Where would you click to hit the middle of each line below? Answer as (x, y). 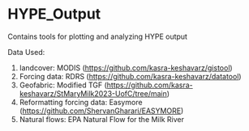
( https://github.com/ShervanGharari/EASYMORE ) (101, 111)
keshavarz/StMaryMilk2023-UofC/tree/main (93, 93)
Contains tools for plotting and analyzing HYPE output (98, 36)
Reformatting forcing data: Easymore (81, 102)
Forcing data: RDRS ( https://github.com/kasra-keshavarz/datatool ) (130, 76)
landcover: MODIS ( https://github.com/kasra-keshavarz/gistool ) (126, 68)
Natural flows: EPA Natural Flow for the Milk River (101, 119)
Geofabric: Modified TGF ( (63, 85)
